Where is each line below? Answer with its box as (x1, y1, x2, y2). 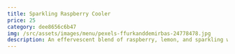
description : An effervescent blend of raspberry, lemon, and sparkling (7, 36, 224, 43)
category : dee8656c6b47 (7, 23, 77, 30)
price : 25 (7, 17, 36, 24)
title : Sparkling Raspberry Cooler (7, 10, 111, 18)
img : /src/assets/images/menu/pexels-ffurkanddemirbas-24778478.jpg (7, 29, 211, 37)
